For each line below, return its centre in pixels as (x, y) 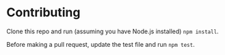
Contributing (43, 13)
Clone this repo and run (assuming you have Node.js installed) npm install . (113, 31)
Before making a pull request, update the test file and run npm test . (101, 44)
